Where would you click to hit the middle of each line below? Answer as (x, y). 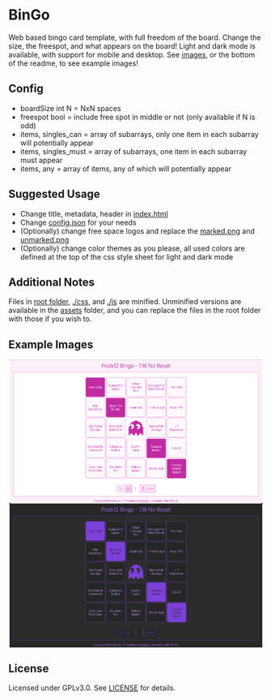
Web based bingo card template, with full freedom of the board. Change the (135, 37)
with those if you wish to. (50, 319)
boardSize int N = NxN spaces (70, 108)
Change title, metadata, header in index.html (94, 213)
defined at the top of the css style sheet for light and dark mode (127, 256)
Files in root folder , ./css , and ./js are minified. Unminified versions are (125, 302)
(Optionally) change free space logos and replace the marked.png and (137, 231)
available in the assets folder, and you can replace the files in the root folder (135, 311)
